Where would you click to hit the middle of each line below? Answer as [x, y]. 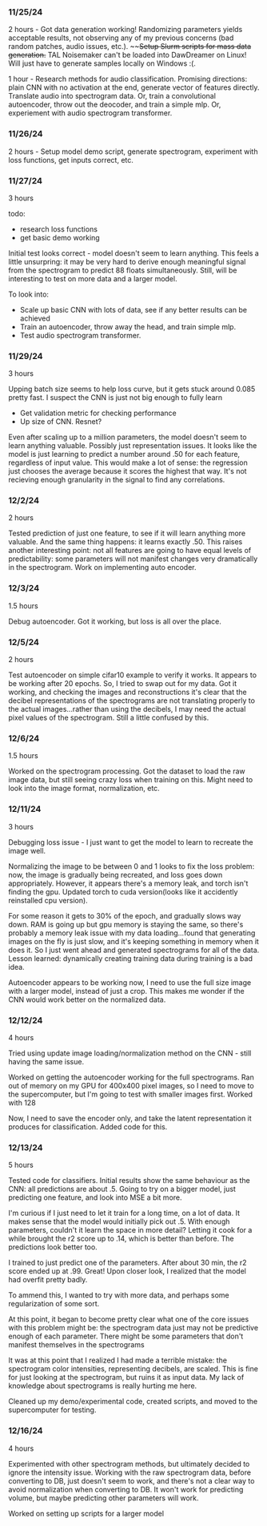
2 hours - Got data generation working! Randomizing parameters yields [126, 30]
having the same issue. [46, 1061]
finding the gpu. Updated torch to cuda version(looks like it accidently [123, 891]
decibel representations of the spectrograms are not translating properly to [132, 700]
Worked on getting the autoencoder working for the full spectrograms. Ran [131, 1077]
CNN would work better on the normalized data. [87, 999]
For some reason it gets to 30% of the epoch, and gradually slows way [125, 915]
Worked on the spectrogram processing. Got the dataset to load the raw [127, 771]
